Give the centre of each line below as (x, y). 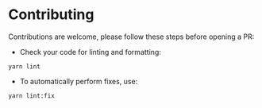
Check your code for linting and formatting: (90, 52)
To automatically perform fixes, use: (79, 81)
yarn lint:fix (32, 96)
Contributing (51, 15)
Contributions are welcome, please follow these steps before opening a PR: (131, 37)
